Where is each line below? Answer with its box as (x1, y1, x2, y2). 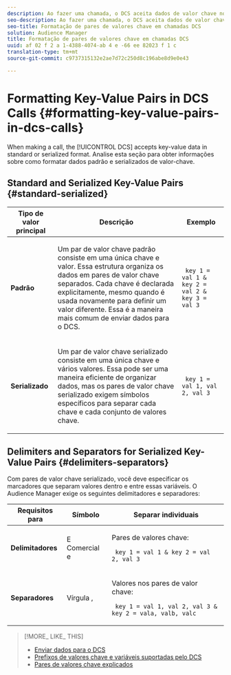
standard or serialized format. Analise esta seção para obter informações (7, 149, 214, 158)
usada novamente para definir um (57, 295, 166, 305)
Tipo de (18, 208, 44, 218)
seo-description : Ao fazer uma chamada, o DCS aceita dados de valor (7, 17, 211, 23)
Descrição (99, 217, 134, 227)
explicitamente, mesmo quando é (57, 287, 165, 297)
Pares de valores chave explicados (34, 661, 133, 669)
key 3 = (181, 294, 207, 302)
